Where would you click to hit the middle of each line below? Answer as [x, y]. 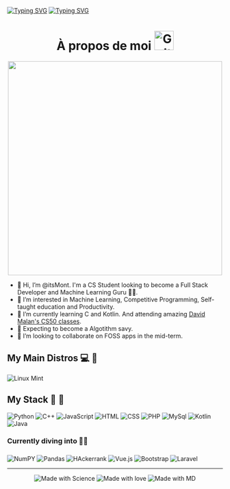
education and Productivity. [76, 306]
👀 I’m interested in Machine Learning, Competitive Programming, [108, 299]
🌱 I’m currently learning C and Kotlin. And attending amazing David [111, 314]
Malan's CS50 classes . [49, 321]
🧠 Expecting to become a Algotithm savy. [75, 328]
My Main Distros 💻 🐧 [52, 359]
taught [26, 306]
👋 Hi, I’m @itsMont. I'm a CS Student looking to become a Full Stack [113, 285]
